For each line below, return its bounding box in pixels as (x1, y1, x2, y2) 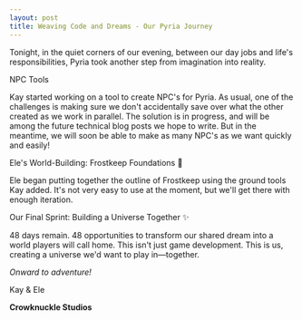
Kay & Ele (9, 284, 45, 295)
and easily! (9, 140, 50, 150)
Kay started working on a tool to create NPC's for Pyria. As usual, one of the (9, 92, 294, 102)
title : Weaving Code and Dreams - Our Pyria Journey (9, 22, 213, 31)
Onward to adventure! (9, 267, 93, 277)
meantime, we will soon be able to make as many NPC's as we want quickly (9, 130, 292, 141)
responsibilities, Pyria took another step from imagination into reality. (9, 56, 266, 67)
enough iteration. (9, 194, 73, 205)
